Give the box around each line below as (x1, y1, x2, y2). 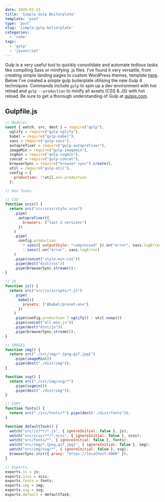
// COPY (5, 401, 21, 406)
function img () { (5, 347, 41, 352)
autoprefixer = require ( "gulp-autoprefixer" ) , (9, 143, 107, 148)
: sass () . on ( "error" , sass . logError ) (23, 247, 100, 253)
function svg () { (5, 374, 41, 379)
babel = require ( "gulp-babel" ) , (9, 133, 76, 139)
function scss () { (5, 202, 43, 207)
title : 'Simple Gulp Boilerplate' (5, 12, 76, 17)
